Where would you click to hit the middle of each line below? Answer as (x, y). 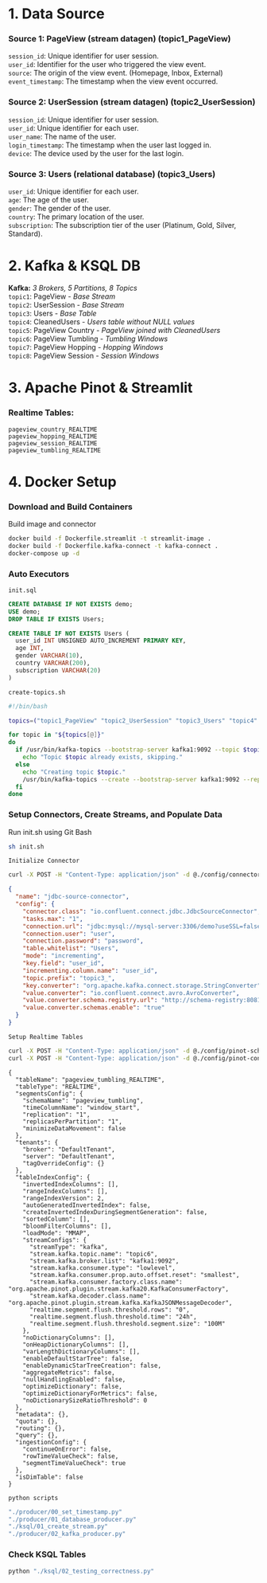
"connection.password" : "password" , (83, 941)
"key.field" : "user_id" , (64, 964)
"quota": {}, (37, 1421)
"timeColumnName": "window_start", (81, 1107)
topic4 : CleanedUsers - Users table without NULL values (102, 322)
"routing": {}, (41, 1428)
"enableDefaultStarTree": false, (78, 1358)
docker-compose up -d (44, 553)
